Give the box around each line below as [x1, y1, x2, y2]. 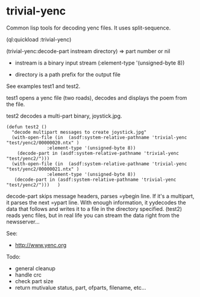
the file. [6, 101, 25, 108]
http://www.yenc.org [14, 241, 67, 248]
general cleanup [14, 264, 56, 272]
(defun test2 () [6, 123, 47, 130]
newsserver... [6, 218, 40, 225]
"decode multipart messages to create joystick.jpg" [11, 129, 147, 135]
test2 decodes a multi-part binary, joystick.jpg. [6, 112, 122, 119]
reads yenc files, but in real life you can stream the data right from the [6, 211, 180, 219]
